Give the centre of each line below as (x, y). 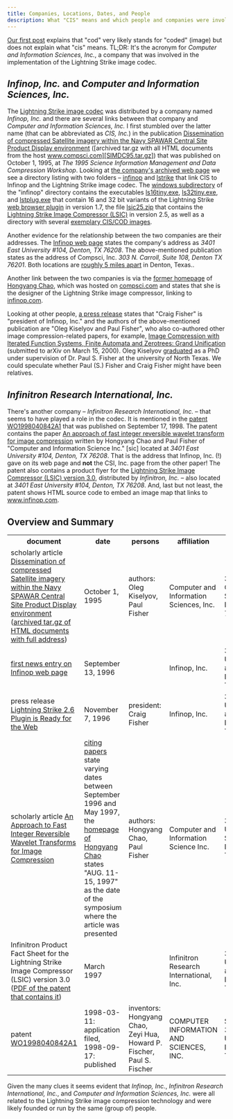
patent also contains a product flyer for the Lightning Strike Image (101, 471)
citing (93, 742)
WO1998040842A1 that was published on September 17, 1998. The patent (112, 426)
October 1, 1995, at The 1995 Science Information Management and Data (112, 163)
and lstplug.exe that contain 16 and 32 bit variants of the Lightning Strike (111, 200)
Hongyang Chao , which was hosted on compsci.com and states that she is (114, 286)
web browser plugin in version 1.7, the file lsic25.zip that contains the (105, 207)
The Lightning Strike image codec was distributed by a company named (110, 111)
